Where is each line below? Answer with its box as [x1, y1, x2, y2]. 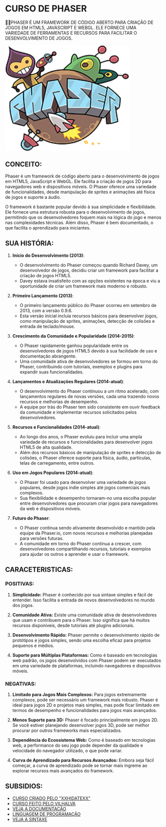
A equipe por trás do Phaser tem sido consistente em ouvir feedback [19, 404, 161, 410]
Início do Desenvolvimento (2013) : [12, 252, 85, 258]
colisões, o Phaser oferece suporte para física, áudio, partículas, [19, 455, 152, 461]
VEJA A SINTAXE [12, 816, 48, 822]
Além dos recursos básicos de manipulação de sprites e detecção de [19, 449, 161, 455]
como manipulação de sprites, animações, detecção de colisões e [19, 318, 155, 324]
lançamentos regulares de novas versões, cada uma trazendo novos [19, 393, 160, 399]
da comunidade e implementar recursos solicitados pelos [19, 409, 137, 415]
